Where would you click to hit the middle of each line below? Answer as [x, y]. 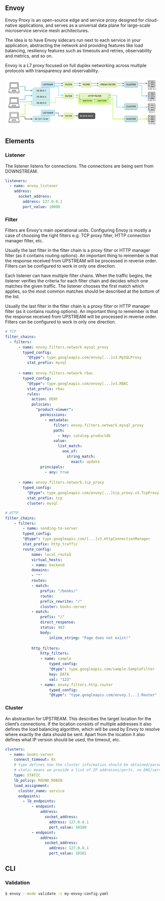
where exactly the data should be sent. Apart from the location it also [75, 734]
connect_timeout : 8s [35, 760]
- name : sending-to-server [50, 529]
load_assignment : [32, 785]
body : [46, 632]
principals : [52, 467]
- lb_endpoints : [39, 801]
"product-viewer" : [55, 410]
